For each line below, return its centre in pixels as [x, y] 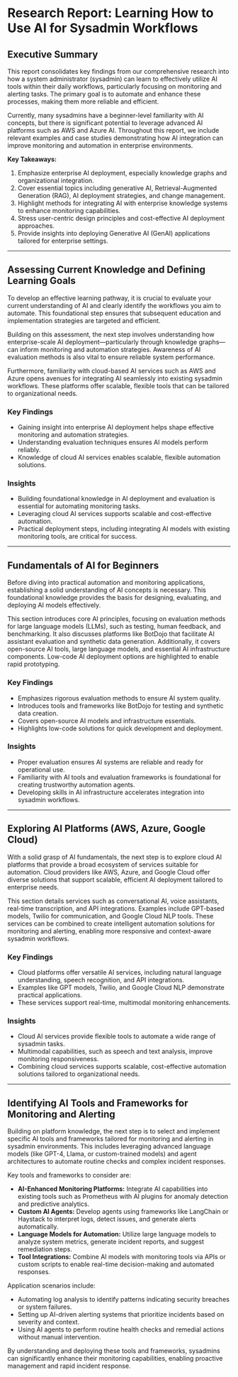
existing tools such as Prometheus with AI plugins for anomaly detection [123, 1197]
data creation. [38, 713]
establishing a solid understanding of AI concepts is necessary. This [107, 590]
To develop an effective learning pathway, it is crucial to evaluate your [109, 298]
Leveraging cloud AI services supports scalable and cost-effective [114, 514]
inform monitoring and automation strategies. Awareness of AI [110, 349]
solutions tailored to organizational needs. [79, 1074]
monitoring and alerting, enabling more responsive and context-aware [109, 931]
